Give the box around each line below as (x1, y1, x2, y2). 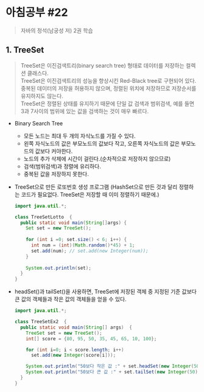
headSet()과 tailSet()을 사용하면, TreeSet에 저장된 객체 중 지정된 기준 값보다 (14, 288, 197, 295)
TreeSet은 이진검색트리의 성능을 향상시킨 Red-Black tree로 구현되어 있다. (20, 77, 197, 84)
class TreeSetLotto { (14, 214, 72, 220)
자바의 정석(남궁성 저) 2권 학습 (20, 27, 93, 34)
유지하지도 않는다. (20, 92, 63, 99)
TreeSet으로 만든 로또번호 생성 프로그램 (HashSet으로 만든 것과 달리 (14, 183, 178, 191)
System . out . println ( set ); (26, 265, 92, 271)
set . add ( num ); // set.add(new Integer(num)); (30, 248, 149, 254)
